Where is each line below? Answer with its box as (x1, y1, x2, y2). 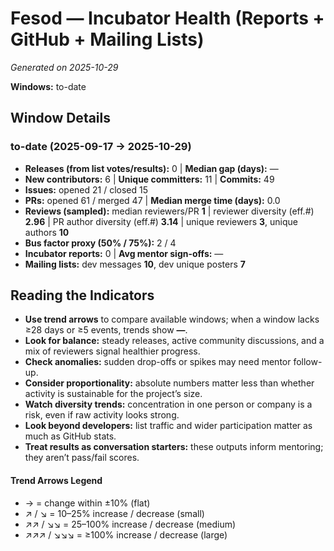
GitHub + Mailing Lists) (10, 28, 205, 51)
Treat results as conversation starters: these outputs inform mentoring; (24, 441, 324, 453)
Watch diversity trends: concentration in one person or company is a (24, 398, 313, 411)
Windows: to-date (10, 80, 87, 92)
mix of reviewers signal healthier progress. (24, 345, 201, 357)
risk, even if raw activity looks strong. (24, 409, 180, 421)
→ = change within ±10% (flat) (24, 497, 151, 509)
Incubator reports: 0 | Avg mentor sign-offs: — (24, 247, 224, 259)
